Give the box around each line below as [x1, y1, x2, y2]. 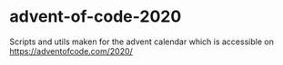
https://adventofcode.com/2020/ [9, 45, 134, 56]
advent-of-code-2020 [9, 6, 182, 27]
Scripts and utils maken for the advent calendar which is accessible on [9, 36, 275, 47]
